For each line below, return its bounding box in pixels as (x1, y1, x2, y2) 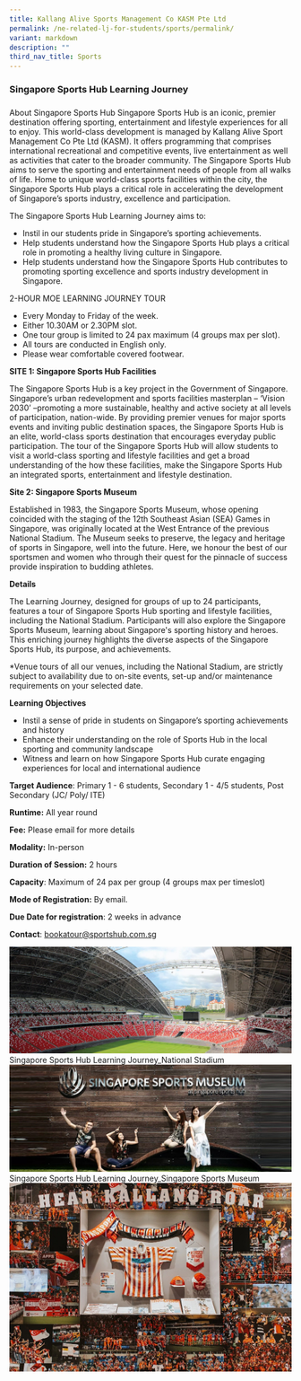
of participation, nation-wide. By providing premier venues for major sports (9, 411, 287, 422)
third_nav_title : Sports (9, 52, 102, 62)
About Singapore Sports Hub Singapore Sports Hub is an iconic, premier (9, 107, 276, 118)
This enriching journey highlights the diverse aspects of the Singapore (9, 634, 269, 645)
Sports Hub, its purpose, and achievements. (9, 643, 172, 655)
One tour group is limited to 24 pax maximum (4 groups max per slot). (21, 329, 280, 340)
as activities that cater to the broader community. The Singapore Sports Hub (9, 154, 291, 165)
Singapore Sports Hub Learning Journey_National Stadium (9, 1055, 225, 1066)
